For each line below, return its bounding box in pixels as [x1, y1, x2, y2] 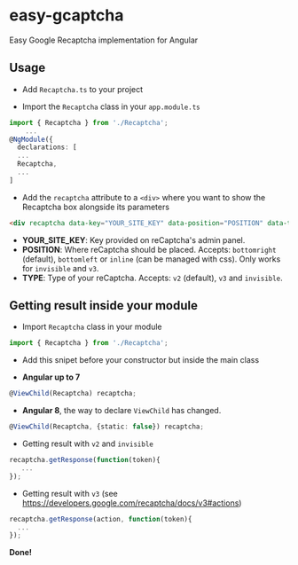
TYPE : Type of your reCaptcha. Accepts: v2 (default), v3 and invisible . [21, 272, 284, 283]
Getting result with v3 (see [21, 488, 118, 498]
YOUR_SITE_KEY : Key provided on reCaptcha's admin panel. [21, 234, 246, 245]
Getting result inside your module [9, 298, 198, 313]
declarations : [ [17, 143, 77, 152]
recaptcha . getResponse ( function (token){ [9, 456, 161, 465]
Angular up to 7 [21, 372, 81, 382]
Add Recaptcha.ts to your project [21, 83, 144, 94]
